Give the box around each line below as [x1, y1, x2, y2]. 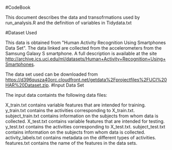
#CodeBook [5, 5, 31, 10]
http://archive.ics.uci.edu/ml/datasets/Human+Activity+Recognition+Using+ [5, 56, 166, 62]
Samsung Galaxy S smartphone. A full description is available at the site [5, 51, 158, 56]
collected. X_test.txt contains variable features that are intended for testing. [5, 118, 165, 124]
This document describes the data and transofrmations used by [5, 14, 140, 20]
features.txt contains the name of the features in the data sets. [5, 140, 138, 146]
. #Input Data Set [48, 82, 84, 88]
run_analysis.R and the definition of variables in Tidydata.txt [5, 20, 132, 26]
